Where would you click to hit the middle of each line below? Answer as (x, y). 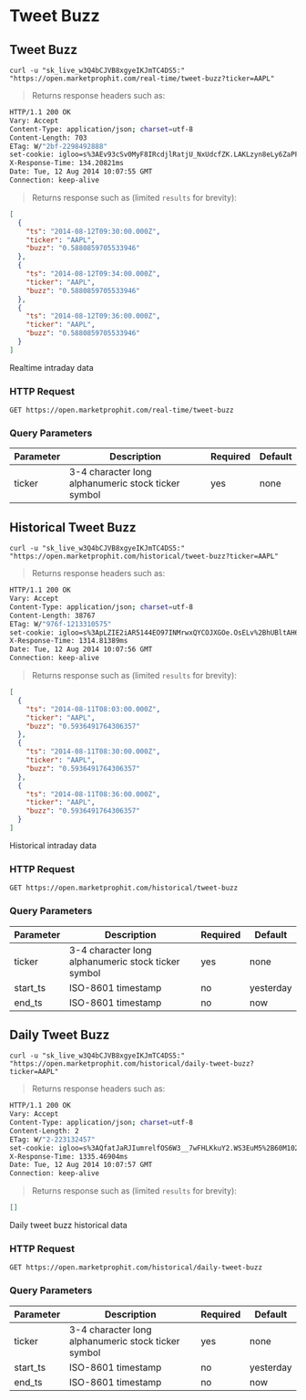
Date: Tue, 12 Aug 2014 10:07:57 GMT (81, 1165)
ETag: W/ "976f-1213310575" (61, 624)
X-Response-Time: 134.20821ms (67, 163)
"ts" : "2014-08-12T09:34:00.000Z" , (93, 274)
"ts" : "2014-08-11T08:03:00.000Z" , (93, 709)
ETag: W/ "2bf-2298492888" (58, 146)
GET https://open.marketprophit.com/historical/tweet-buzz (124, 888)
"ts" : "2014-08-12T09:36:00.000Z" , (93, 316)
